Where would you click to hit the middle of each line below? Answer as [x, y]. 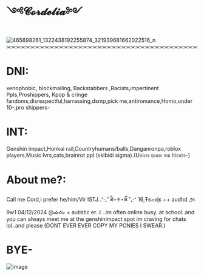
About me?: [36, 180]
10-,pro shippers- [28, 107]
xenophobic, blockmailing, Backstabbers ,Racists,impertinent [83, 88]
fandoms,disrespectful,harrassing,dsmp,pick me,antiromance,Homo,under [100, 101]
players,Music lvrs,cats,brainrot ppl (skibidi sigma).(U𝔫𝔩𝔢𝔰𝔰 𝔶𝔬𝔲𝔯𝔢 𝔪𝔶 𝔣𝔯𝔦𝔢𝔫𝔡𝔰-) [98, 155]
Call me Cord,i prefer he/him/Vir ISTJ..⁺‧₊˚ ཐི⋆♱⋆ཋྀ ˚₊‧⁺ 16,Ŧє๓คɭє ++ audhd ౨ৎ [101, 199]
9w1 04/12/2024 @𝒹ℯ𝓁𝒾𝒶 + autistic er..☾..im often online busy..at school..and [100, 212]
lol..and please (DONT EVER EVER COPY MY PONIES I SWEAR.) [86, 225]
